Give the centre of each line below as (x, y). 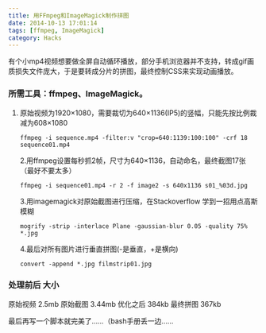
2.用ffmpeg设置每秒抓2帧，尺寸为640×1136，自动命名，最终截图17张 (133, 161)
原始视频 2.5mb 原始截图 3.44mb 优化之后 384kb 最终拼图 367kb (115, 304)
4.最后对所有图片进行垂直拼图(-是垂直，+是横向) (99, 249)
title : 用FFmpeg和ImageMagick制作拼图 (69, 15)
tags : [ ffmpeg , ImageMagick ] (56, 30)
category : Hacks (35, 38)
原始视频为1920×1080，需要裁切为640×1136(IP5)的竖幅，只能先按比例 (135, 113)
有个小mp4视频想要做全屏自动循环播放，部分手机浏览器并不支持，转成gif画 (131, 61)
